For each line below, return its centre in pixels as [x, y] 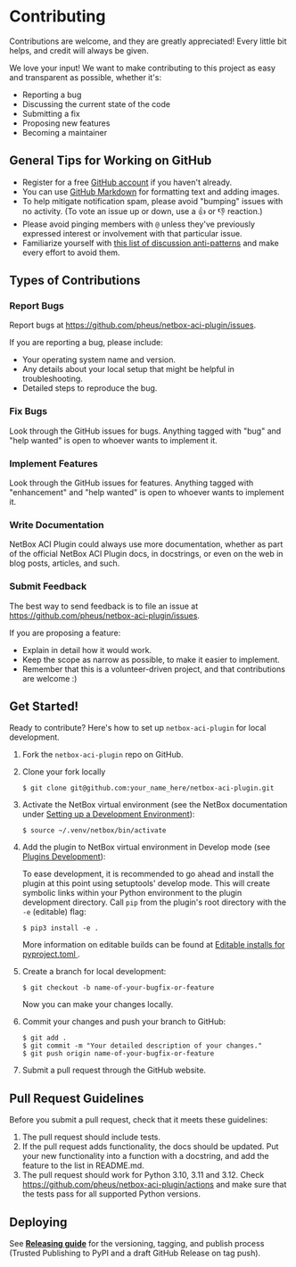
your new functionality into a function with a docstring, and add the [145, 1156]
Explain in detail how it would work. [87, 650]
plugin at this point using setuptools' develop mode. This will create [146, 883]
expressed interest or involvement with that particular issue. [132, 233]
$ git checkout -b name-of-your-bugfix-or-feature [118, 988]
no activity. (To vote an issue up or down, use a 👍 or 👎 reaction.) [142, 211]
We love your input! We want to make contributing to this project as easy [143, 68]
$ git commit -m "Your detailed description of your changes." [142, 1046]
